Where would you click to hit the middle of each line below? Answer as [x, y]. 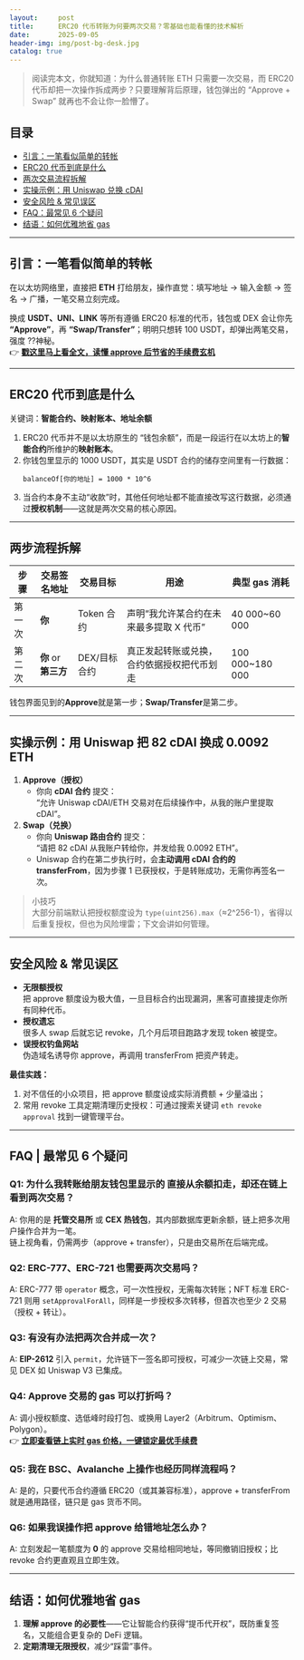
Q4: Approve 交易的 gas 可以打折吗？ [91, 1396]
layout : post [42, 18]
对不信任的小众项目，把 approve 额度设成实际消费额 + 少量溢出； [144, 1094]
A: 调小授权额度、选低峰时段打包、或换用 [86, 1417]
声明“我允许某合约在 [169, 614]
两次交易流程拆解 [54, 179]
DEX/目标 [98, 658]
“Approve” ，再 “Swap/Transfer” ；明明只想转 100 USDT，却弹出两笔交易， [151, 329]
